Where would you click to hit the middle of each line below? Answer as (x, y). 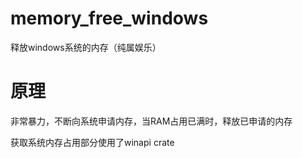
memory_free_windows (109, 18)
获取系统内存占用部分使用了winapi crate (92, 142)
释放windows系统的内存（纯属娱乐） (86, 47)
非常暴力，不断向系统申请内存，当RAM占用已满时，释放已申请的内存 (151, 121)
